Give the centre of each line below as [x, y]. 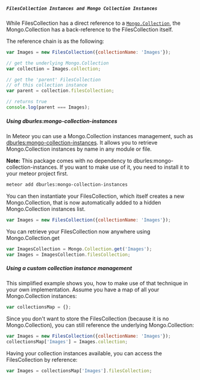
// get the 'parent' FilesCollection [54, 80]
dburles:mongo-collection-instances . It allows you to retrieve [82, 142]
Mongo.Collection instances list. [46, 209]
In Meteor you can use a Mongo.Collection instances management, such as [100, 136]
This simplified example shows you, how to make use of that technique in [97, 283]
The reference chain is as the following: [55, 41]
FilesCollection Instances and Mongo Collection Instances [82, 8]
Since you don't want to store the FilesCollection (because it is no [88, 319]
